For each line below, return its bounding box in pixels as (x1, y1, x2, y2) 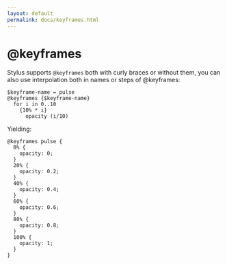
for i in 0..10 (13, 101, 57, 108)
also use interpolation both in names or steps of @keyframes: (7, 76, 181, 84)
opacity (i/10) (25, 113, 69, 120)
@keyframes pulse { (7, 138, 63, 145)
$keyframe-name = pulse (7, 89, 75, 96)
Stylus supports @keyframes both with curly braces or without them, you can (7, 68, 221, 77)
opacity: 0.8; (19, 222, 59, 229)
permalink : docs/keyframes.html (7, 16, 99, 23)
